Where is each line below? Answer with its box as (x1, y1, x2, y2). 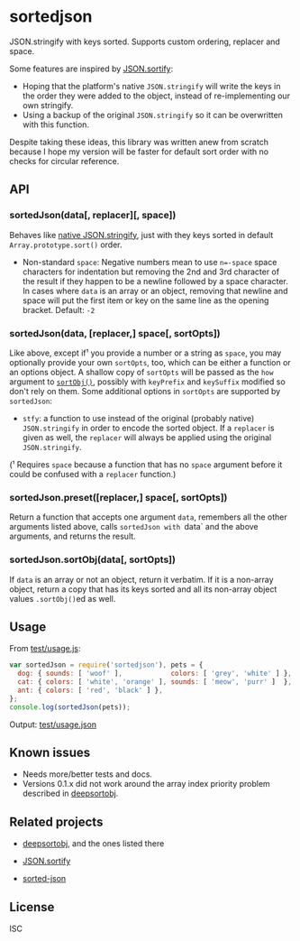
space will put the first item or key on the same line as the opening (22, 295, 269, 306)
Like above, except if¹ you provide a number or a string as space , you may (9, 347, 282, 358)
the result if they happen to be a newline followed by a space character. (22, 275, 288, 286)
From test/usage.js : (9, 643, 81, 654)
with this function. (22, 119, 90, 130)
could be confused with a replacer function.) (9, 468, 177, 479)
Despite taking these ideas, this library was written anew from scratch (9, 136, 268, 147)
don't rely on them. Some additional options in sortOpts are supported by (9, 385, 281, 396)
